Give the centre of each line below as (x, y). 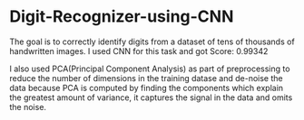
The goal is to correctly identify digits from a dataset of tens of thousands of (152, 42)
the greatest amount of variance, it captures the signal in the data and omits (151, 97)
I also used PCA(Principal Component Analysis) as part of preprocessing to (150, 69)
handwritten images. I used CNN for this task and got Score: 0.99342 (139, 51)
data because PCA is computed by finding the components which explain (147, 88)
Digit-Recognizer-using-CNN (122, 17)
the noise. (28, 106)
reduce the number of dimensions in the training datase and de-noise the (146, 78)
